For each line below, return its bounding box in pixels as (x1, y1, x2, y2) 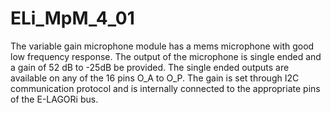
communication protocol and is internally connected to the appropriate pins (10, 82, 321, 94)
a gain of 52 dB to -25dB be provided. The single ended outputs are (10, 61, 290, 73)
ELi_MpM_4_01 (10, 7, 135, 30)
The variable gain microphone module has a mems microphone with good (10, 40, 315, 52)
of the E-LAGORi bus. (10, 93, 99, 105)
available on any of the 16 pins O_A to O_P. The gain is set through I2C (10, 72, 300, 84)
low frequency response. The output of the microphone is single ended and (10, 50, 322, 62)
